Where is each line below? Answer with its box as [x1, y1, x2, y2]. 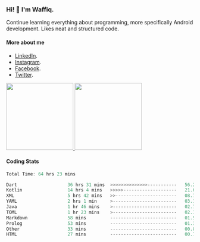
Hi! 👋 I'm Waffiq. [6, 5, 54, 14]
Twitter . [14, 71, 34, 78]
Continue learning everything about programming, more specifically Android [6, 19, 193, 26]
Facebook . [14, 65, 41, 72]
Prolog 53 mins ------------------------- [6, 220, 177, 227]
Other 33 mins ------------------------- [6, 226, 177, 232]
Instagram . [14, 58, 42, 65]
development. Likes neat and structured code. [6, 25, 119, 32]
